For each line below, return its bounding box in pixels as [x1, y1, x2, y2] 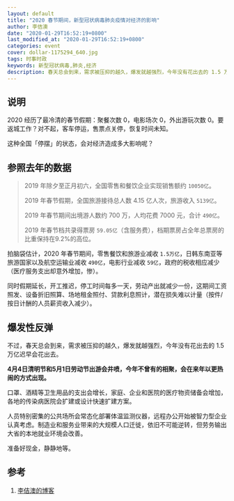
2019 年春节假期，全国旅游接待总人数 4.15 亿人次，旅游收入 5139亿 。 [24, 196, 221, 205]
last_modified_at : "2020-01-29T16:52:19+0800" [7, 36, 145, 43]
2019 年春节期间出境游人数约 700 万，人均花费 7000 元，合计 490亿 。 [24, 211, 224, 219]
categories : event [7, 43, 61, 49]
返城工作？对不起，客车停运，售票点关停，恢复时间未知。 [7, 125, 172, 133]
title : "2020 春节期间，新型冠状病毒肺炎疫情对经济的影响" [7, 17, 160, 24]
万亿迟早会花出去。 [7, 350, 63, 358]
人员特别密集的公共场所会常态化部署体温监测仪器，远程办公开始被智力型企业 [7, 412, 227, 420]
